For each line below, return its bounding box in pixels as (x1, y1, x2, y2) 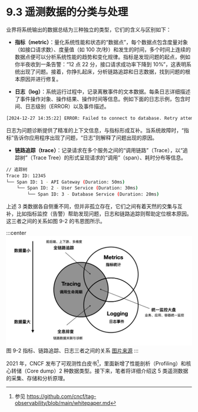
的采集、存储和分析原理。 (6, 374, 68, 381)
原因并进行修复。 (19, 75, 62, 83)
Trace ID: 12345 (6, 172, 46, 179)
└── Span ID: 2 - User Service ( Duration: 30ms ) (16, 185, 138, 191)
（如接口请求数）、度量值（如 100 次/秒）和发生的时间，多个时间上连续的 (14, 45, 192, 53)
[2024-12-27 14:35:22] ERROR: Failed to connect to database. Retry (6, 115, 178, 121)
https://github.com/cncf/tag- (26, 393, 97, 400)
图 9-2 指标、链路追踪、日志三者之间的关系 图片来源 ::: (6, 346, 139, 354)
